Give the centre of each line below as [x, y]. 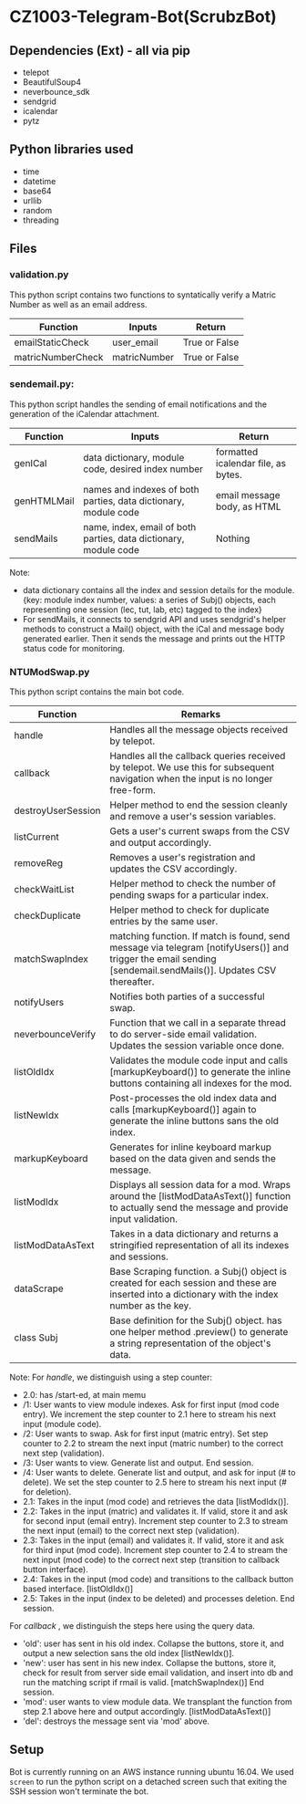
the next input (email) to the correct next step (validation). [131, 1531]
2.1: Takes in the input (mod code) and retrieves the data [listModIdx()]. [156, 1502]
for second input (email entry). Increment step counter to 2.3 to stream [155, 1521]
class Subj [36, 1338]
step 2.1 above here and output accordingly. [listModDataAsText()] [147, 1712]
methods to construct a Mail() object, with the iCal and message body [153, 629]
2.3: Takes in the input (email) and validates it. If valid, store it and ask [153, 1540]
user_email [136, 342]
